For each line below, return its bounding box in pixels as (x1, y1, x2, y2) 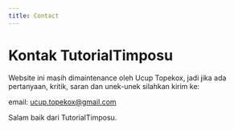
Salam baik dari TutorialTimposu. (8, 112, 117, 122)
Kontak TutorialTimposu (8, 46, 174, 64)
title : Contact (8, 11, 60, 20)
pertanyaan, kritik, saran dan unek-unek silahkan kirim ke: (8, 81, 200, 91)
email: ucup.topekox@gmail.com (8, 97, 117, 107)
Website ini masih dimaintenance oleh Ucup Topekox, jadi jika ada (8, 73, 227, 83)
